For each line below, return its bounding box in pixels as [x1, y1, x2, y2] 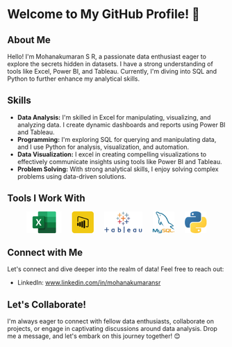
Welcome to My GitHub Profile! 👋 [7, 6, 200, 22]
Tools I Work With [7, 193, 85, 204]
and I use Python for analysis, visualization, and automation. [17, 143, 190, 151]
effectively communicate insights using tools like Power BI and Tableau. [17, 157, 222, 166]
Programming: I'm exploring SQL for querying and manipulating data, [17, 135, 217, 143]
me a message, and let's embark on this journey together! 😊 [7, 332, 181, 340]
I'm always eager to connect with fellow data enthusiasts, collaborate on [7, 317, 214, 325]
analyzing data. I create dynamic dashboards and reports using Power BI [17, 120, 226, 129]
